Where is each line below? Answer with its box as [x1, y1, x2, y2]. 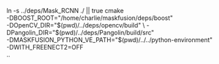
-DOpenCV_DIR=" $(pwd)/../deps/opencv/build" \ [6, 21, 146, 29]
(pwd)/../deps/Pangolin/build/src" [59, 28, 155, 36]
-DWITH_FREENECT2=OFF [6, 43, 84, 51]
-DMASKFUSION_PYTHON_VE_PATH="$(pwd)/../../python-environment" [6, 36, 213, 44]
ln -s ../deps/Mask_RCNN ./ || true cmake [6, 7, 124, 14]
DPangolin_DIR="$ [6, 28, 59, 36]
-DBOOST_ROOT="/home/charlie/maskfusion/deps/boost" [6, 14, 173, 22]
